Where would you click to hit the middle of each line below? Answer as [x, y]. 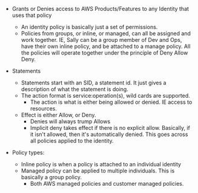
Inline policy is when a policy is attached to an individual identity [101, 164]
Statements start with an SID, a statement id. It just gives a [94, 83]
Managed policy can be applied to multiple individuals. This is [98, 171]
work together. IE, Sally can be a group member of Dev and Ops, [101, 40]
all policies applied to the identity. [72, 141]
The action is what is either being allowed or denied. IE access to [111, 102]
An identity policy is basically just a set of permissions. [89, 27]
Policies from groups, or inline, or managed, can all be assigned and [106, 33]
